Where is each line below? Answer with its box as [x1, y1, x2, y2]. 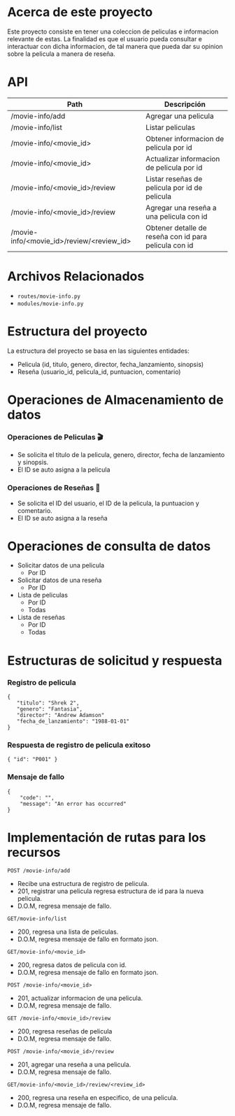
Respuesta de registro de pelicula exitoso [7, 740, 151, 750]
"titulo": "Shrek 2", [16, 700, 80, 706]
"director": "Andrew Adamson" [16, 711, 105, 718]
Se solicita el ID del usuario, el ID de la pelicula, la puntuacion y [17, 499, 199, 507]
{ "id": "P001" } [7, 756, 58, 763]
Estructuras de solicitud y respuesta [7, 653, 222, 668]
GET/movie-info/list [7, 915, 68, 922]
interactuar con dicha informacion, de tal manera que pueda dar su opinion [7, 42, 223, 50]
